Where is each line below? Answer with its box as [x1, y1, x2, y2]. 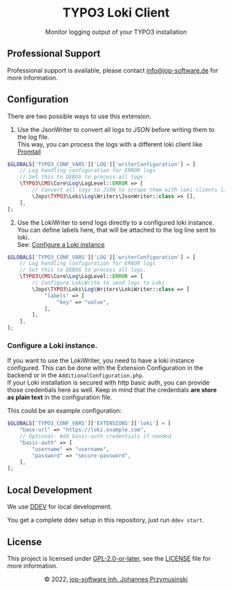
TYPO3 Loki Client [62, 5, 170, 21]
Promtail [17, 147, 41, 156]
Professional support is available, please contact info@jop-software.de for [7, 66, 219, 74]
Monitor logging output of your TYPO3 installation [45, 28, 187, 36]
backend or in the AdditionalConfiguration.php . [7, 371, 144, 380]
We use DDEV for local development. [7, 503, 113, 511]
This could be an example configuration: [7, 407, 122, 415]
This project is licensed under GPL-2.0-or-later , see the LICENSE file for [7, 554, 211, 562]
